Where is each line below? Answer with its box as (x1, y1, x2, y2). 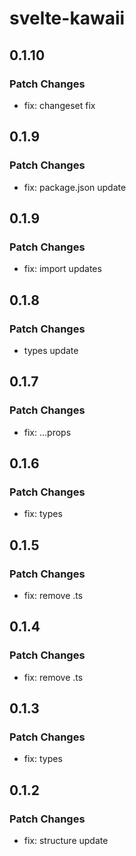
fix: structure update (23, 835, 109, 847)
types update (23, 344, 79, 356)
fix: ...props (23, 426, 72, 438)
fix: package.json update (23, 181, 127, 193)
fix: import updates (23, 263, 102, 275)
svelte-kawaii (9, 7, 126, 30)
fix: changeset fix (23, 99, 96, 111)
